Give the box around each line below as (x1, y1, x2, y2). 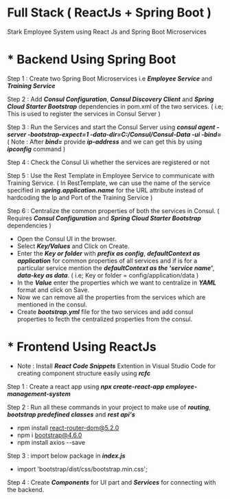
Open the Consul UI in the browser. (16, 234, 117, 243)
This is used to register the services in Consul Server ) (7, 109, 161, 118)
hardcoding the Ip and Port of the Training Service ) (7, 193, 153, 201)
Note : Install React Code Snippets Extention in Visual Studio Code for (16, 362, 216, 370)
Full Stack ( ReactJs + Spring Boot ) (7, 5, 211, 21)
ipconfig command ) (7, 144, 66, 153)
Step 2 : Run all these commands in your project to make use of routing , (7, 403, 211, 411)
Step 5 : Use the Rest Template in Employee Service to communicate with (7, 171, 215, 179)
